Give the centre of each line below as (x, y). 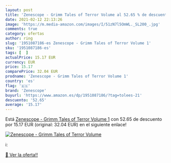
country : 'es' (20, 81)
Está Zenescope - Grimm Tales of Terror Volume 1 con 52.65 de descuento (84, 119)
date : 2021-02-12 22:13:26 (34, 19)
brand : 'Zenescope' (26, 90)
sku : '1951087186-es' (28, 48)
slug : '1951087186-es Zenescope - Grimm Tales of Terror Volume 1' (78, 43)
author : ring (19, 39)
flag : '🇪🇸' (18, 86)
